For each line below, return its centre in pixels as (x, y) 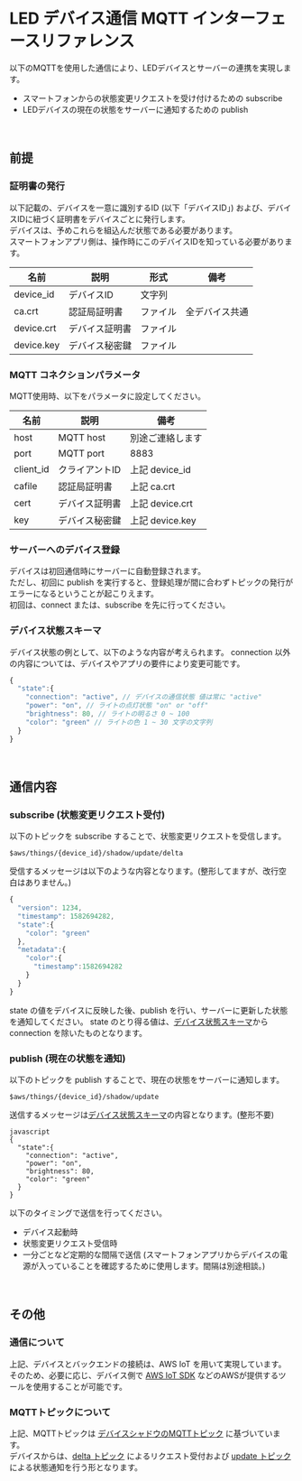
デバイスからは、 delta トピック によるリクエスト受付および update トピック (150, 1456)
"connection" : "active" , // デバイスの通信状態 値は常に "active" (144, 697)
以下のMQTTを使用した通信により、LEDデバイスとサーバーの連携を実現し (146, 68)
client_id (32, 468)
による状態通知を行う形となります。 (76, 1467)
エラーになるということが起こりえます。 (84, 594)
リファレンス (87, 41)
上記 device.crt (161, 504)
